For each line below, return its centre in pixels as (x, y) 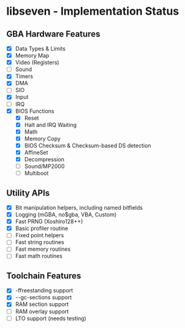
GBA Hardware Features (53, 34)
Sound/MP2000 (44, 166)
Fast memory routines (43, 249)
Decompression (44, 159)
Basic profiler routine (42, 229)
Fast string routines (40, 242)
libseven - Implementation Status (93, 11)
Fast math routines (39, 256)
